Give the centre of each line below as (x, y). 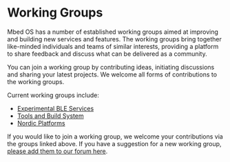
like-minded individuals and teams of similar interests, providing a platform (113, 46)
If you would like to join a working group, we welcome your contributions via (115, 136)
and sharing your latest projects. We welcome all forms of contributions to (112, 74)
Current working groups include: (53, 95)
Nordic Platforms (41, 123)
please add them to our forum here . (57, 151)
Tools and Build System (50, 116)
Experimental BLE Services (55, 108)
